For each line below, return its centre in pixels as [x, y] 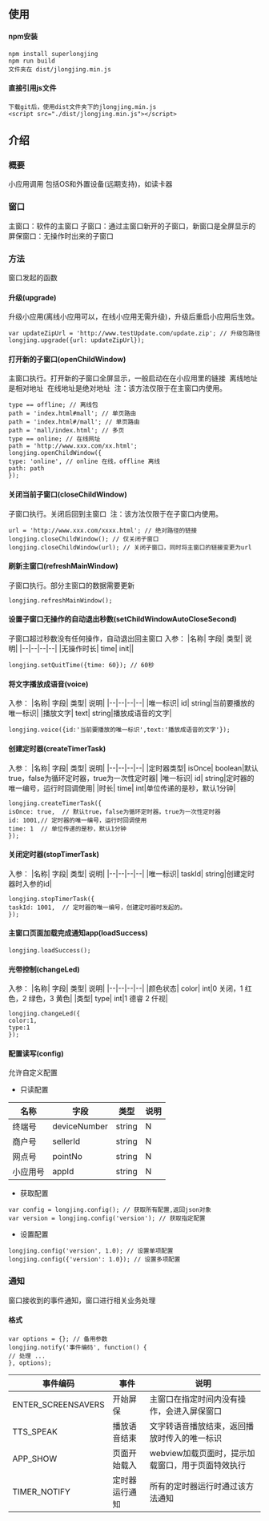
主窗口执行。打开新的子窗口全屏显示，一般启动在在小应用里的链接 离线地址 [133, 378]
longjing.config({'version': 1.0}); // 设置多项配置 [94, 1260]
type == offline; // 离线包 [53, 405]
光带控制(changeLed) [44, 969]
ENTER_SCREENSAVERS [59, 1404]
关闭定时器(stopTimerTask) [54, 855]
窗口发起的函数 [33, 278]
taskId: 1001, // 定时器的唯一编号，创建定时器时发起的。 [97, 907]
